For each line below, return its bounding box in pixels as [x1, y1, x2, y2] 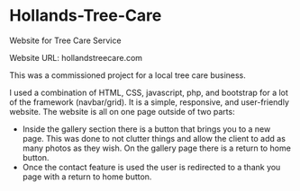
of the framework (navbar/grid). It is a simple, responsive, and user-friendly [9, 96, 290, 108]
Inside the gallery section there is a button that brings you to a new [22, 123, 271, 135]
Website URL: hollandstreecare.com [9, 52, 142, 63]
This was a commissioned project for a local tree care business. [9, 69, 246, 81]
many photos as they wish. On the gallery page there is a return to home [22, 143, 291, 153]
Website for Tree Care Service [9, 35, 122, 46]
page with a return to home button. [22, 171, 152, 182]
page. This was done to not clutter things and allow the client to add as [22, 133, 286, 143]
